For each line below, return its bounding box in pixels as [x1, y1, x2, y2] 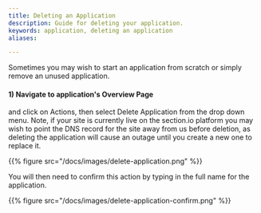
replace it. [8, 141, 42, 151]
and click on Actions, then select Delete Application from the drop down [8, 107, 245, 116]
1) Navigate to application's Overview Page [8, 89, 154, 99]
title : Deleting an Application [8, 11, 116, 20]
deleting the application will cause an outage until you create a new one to [8, 132, 253, 142]
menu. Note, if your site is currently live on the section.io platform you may [8, 116, 254, 125]
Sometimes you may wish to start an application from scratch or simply [8, 63, 242, 73]
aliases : [8, 34, 38, 42]
